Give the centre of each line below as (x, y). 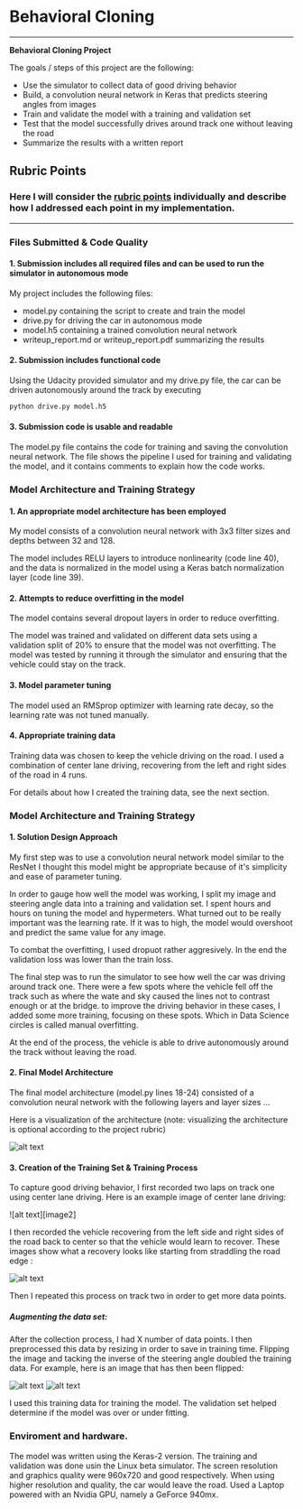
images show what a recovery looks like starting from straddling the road (145, 1252)
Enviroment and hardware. (69, 1436)
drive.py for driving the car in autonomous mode (112, 320)
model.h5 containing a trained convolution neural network (129, 330)
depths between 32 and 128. (62, 541)
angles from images (59, 104)
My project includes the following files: (81, 293)
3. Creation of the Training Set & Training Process (104, 1168)
